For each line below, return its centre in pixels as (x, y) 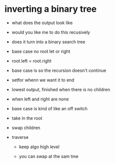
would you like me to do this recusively (51, 32)
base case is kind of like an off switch (49, 108)
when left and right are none (40, 99)
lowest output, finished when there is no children (61, 89)
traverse (20, 137)
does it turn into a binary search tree (48, 42)
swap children (26, 128)
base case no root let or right (41, 51)
